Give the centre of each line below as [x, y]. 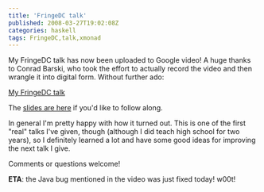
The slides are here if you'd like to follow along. [85, 108]
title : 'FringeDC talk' [48, 15]
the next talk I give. [39, 148]
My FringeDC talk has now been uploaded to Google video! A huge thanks [130, 60]
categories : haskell [43, 30]
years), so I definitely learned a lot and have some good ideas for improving [132, 140]
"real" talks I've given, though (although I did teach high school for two [124, 132]
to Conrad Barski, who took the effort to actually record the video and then [130, 69]
